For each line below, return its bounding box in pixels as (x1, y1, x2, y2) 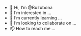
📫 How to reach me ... (9, 26, 55, 31)
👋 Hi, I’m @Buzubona (9, 5, 53, 10)
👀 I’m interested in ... (9, 10, 52, 16)
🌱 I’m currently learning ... (9, 15, 62, 20)
